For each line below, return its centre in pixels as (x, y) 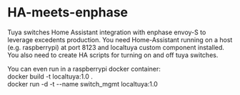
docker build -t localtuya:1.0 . (50, 76)
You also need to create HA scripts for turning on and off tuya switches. (113, 55)
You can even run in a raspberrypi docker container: (84, 69)
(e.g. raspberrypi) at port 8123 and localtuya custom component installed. (116, 47)
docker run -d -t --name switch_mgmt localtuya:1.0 (83, 84)
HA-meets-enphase (68, 12)
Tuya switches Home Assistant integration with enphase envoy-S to (107, 32)
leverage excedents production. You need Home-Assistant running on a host (120, 39)
